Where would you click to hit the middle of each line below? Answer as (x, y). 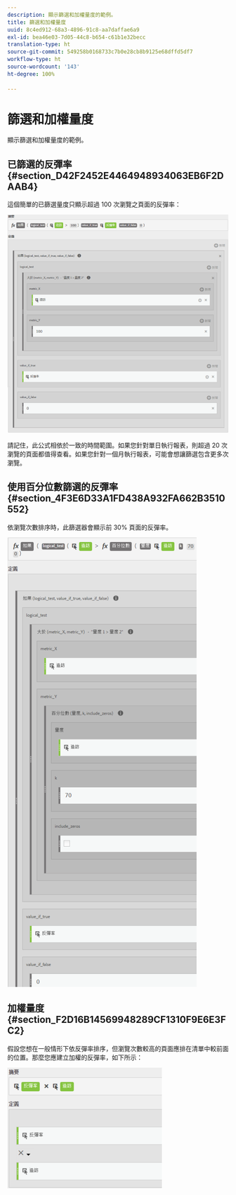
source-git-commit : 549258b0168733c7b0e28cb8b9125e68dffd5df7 (100, 52)
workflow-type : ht (34, 60)
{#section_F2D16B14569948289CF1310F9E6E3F (117, 1020)
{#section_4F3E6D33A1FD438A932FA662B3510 (117, 499)
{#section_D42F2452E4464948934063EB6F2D (116, 176)
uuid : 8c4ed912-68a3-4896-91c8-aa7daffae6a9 (73, 29)
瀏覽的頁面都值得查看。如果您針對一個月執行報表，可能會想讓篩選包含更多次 (118, 454)
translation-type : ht (39, 45)
